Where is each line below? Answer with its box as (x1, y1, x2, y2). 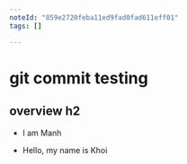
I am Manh (22, 127, 62, 138)
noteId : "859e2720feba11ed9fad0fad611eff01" (9, 13, 179, 22)
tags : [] (9, 22, 42, 30)
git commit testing (9, 68, 148, 88)
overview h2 (9, 104, 81, 119)
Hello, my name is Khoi (22, 144, 108, 155)
